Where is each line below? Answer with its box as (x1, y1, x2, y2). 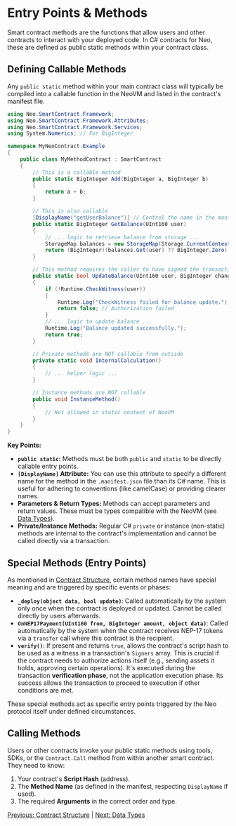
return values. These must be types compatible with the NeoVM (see (17, 507, 217, 515)
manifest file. (7, 97, 45, 105)
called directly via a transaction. (17, 537, 110, 545)
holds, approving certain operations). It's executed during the (17, 663, 195, 672)
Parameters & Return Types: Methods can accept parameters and (17, 500, 211, 508)
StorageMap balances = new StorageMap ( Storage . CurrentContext (44, 240, 231, 247)
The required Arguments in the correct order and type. (17, 797, 178, 805)
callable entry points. (17, 462, 79, 471)
